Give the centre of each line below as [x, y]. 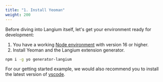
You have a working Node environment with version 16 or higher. [81, 44]
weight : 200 [18, 15]
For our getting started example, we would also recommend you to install [82, 69]
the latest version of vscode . [35, 74]
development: [20, 35]
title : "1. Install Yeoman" [35, 10]
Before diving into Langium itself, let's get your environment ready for [78, 29]
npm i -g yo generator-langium [39, 59]
